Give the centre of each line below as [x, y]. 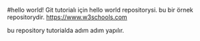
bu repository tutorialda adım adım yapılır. [66, 30]
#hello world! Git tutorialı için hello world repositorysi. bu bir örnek [100, 10]
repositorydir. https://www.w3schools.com [67, 17]
